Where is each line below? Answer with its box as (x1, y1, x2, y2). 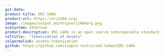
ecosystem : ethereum (5, 25, 48, 30)
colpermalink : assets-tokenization (5, 39, 78, 44)
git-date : (5, 7, 26, 12)
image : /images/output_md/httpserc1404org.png (5, 20, 102, 26)
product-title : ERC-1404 (5, 12, 56, 17)
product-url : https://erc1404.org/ (5, 16, 78, 21)
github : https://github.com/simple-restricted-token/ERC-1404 (5, 43, 135, 48)
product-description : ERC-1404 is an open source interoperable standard (5, 30, 160, 35)
